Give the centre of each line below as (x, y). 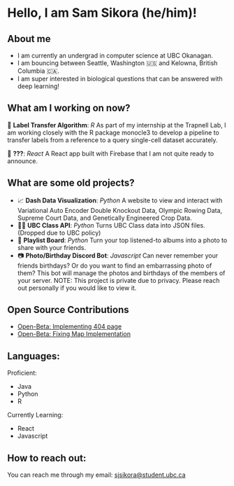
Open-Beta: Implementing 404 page (70, 326)
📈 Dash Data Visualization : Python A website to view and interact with (120, 200)
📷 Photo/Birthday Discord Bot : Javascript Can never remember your (118, 255)
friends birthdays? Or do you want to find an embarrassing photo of (115, 265)
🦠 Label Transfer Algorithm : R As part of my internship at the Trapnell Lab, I (117, 125)
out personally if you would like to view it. (77, 288)
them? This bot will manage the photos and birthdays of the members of (121, 273)
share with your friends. (51, 247)
